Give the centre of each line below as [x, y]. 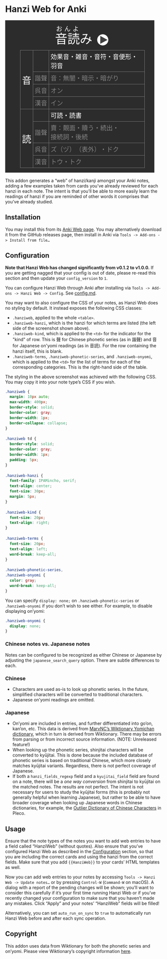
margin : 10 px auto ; [30, 397]
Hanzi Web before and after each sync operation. [56, 918]
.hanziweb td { [21, 439]
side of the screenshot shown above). [51, 328]
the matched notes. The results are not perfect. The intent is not [78, 787]
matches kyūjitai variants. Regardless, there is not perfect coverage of [84, 766]
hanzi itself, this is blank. [38, 351]
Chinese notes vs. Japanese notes [48, 644]
